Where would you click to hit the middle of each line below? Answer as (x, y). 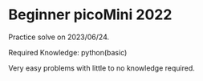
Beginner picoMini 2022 (90, 15)
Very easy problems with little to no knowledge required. (101, 68)
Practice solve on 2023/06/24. (59, 37)
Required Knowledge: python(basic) (68, 52)
